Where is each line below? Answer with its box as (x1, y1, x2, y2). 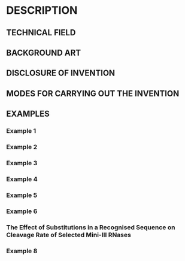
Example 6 (6, 207, 38, 216)
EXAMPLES (6, 109, 50, 119)
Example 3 (6, 159, 38, 167)
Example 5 (6, 191, 38, 199)
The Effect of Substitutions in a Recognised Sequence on (6, 223, 175, 231)
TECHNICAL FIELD (6, 28, 76, 38)
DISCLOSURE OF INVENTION (6, 68, 116, 78)
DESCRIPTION (6, 4, 78, 17)
